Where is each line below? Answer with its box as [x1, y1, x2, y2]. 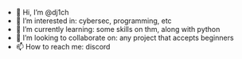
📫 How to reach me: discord [15, 42, 111, 51]
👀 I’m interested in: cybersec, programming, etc [15, 16, 173, 26]
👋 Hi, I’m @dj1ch [15, 8, 69, 17]
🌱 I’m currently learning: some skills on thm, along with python [15, 25, 221, 33]
